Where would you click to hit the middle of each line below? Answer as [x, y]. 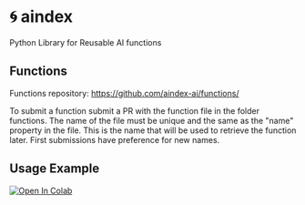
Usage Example [55, 169]
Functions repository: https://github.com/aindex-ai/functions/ [124, 93]
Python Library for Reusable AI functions [86, 42]
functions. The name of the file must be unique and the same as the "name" [152, 120]
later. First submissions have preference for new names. [115, 139]
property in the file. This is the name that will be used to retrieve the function [153, 130]
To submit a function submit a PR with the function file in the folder [134, 110]
